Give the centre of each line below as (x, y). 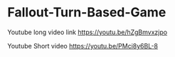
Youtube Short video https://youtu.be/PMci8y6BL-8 (83, 46)
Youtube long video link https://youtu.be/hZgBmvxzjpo (87, 32)
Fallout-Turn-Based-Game (87, 12)
